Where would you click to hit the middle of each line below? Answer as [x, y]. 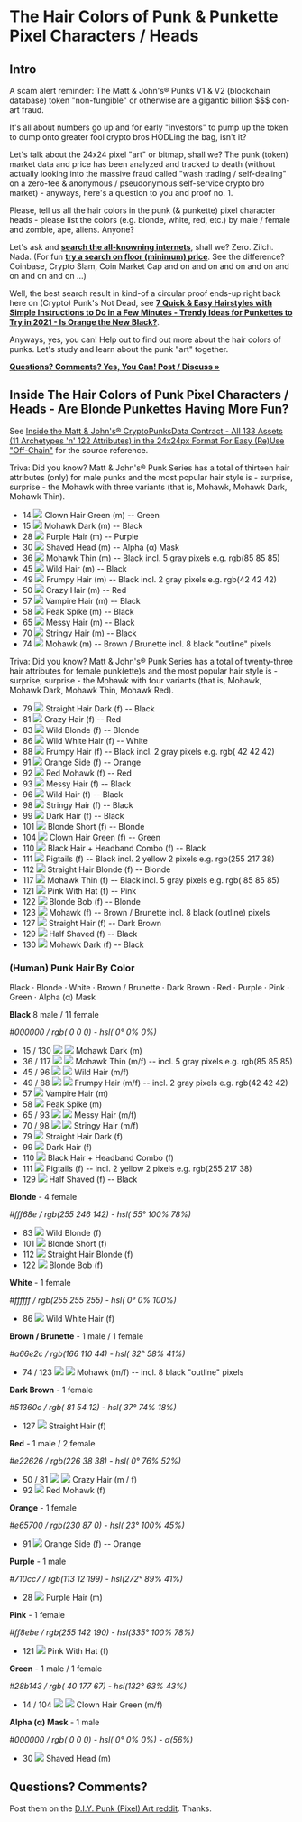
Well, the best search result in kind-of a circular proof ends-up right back [145, 293]
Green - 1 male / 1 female [56, 1669]
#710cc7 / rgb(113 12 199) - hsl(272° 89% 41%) [96, 1579]
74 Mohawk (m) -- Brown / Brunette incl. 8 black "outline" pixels [147, 644]
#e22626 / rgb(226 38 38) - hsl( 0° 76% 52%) [96, 1461]
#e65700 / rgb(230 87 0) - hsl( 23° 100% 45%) [97, 1525]
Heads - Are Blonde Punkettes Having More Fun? [149, 409]
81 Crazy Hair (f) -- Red [72, 719]
